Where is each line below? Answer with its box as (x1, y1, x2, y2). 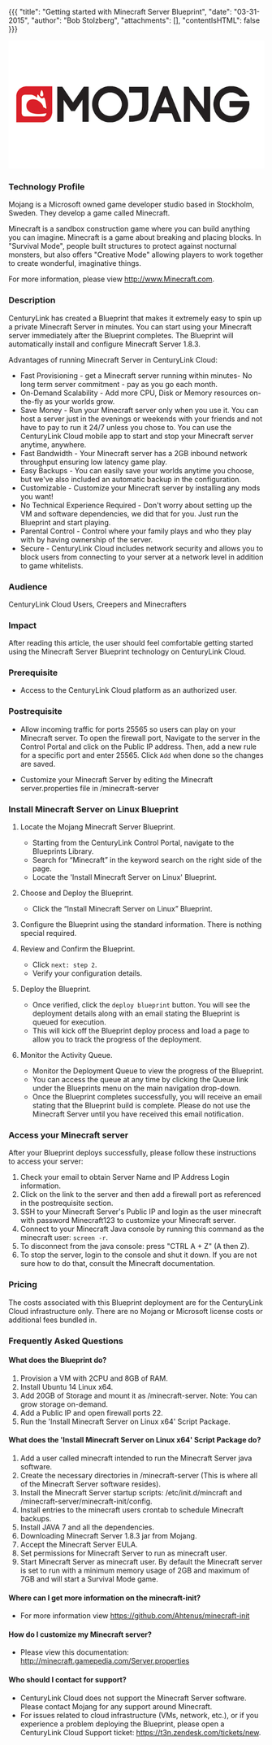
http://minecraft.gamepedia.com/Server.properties (19, 1656, 190, 1666)
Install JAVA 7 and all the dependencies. (19, 1522, 154, 1532)
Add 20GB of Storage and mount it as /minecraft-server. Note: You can (19, 1390, 257, 1400)
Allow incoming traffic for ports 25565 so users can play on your (19, 724, 236, 734)
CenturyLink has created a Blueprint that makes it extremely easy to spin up (8, 313, 262, 323)
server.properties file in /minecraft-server (19, 783, 160, 793)
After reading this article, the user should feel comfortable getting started (8, 638, 253, 648)
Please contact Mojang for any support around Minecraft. (19, 1701, 213, 1711)
